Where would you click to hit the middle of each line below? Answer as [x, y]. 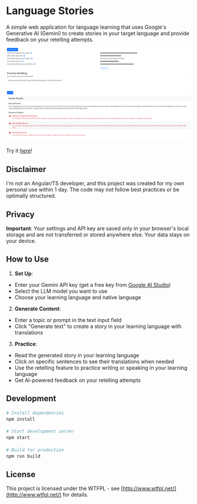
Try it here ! [19, 151]
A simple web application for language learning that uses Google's [86, 27]
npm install [21, 419]
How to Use [28, 259]
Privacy [21, 214]
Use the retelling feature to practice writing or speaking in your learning [101, 367]
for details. [76, 495]
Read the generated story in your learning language [77, 355]
